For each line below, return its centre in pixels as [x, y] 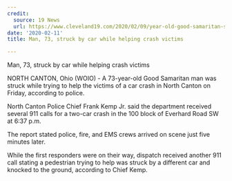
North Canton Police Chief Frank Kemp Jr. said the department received [109, 106]
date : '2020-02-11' [35, 33]
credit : [18, 13]
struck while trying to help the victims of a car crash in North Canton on [109, 86]
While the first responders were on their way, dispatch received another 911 [115, 155]
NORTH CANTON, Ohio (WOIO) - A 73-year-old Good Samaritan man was [112, 78]
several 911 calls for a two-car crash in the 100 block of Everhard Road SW [113, 114]
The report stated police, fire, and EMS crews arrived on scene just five [109, 135]
